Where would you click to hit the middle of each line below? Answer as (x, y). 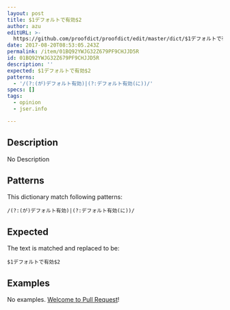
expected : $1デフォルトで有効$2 (49, 70)
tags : (15, 96)
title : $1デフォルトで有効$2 (44, 20)
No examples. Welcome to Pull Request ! (63, 299)
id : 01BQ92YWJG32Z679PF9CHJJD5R (53, 58)
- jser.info (30, 109)
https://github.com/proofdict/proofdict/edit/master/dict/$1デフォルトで (117, 39)
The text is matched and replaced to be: (63, 248)
